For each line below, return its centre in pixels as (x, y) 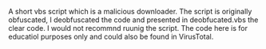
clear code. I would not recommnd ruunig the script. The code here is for (128, 28)
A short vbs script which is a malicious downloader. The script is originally (130, 11)
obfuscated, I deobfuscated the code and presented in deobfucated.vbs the (133, 20)
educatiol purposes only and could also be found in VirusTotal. (111, 36)
